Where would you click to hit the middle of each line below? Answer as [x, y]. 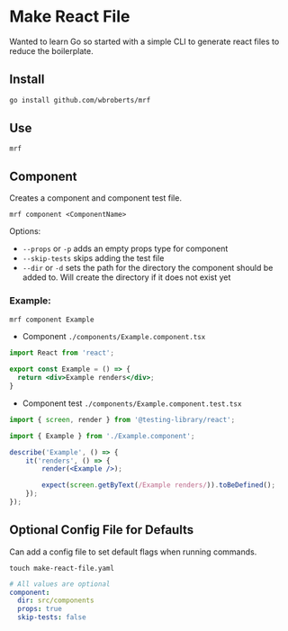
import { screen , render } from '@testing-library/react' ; [122, 419]
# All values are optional [60, 584]
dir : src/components [56, 600]
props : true [40, 609]
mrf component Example [52, 320]
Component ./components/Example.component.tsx [114, 337]
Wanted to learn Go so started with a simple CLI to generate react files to [144, 41]
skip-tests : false [52, 617]
